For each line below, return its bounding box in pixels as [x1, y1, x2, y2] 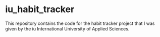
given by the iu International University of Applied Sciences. [5, 25, 130, 31]
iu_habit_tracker [5, 4, 75, 15]
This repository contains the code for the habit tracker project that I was [5, 20, 155, 26]
